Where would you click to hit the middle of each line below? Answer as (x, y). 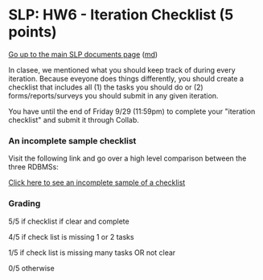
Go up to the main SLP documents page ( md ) (83, 54)
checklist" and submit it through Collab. (74, 119)
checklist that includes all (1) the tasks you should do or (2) (106, 87)
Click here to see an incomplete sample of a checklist (97, 182)
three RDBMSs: (33, 167)
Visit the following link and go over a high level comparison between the (127, 158)
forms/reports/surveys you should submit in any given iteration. (113, 95)
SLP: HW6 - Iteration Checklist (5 (121, 15)
